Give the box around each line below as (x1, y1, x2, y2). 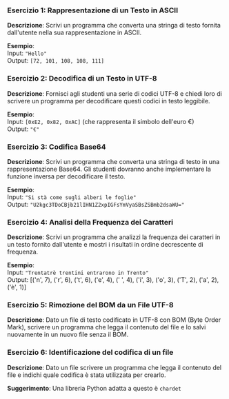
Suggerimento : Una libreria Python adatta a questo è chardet (7, 384, 181, 392)
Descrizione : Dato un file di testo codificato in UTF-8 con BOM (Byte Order (7, 316, 221, 324)
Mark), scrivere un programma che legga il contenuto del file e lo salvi (7, 323, 206, 331)
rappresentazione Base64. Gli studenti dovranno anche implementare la (7, 165, 212, 173)
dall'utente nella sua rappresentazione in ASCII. (7, 28, 142, 37)
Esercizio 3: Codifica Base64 (7, 142, 106, 152)
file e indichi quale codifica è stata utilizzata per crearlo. (7, 371, 167, 379)
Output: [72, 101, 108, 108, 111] (7, 57, 105, 65)
